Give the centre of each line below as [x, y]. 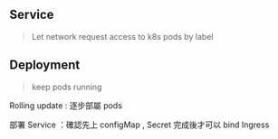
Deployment [45, 65]
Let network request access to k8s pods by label [122, 36]
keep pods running [67, 87]
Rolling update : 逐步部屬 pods [66, 105]
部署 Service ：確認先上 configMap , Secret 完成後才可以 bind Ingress [139, 125]
